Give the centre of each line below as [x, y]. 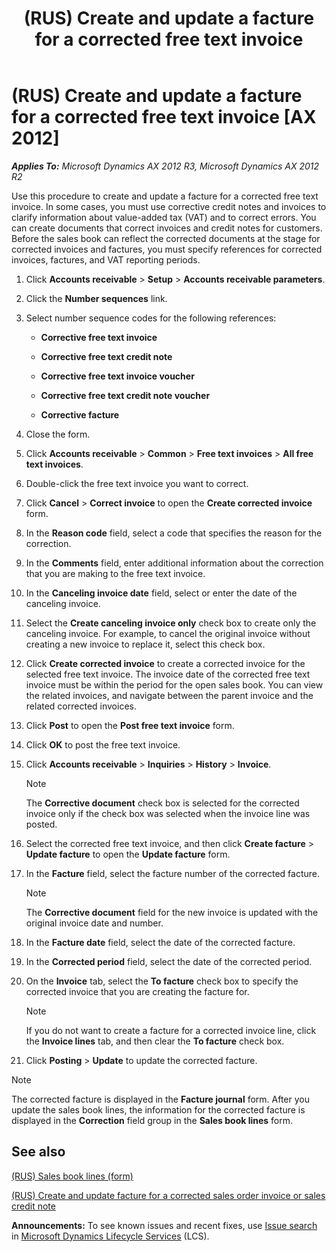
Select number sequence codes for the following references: [151, 318]
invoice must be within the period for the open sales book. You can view [174, 684]
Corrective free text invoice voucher [117, 376]
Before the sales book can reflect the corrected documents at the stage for [166, 238]
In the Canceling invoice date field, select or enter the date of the [161, 593]
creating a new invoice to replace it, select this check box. [145, 644]
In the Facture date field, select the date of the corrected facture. [160, 942]
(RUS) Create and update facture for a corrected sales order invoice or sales [168, 1195]
